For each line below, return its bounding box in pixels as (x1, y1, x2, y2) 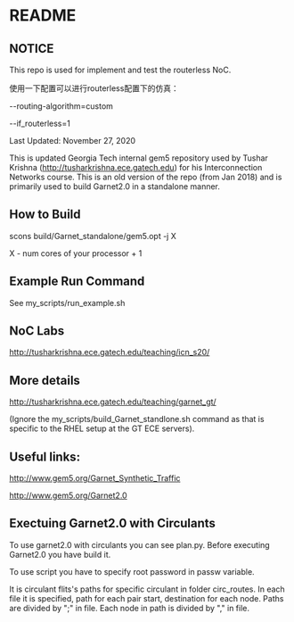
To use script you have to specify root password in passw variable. (9, 566, 256, 576)
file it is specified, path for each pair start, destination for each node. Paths (9, 593, 284, 603)
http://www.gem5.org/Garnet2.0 (9, 490, 127, 501)
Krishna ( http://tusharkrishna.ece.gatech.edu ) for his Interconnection (9, 162, 263, 172)
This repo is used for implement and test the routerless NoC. (9, 64, 232, 75)
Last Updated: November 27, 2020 (9, 136, 136, 145)
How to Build (9, 207, 82, 222)
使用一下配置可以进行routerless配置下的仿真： (9, 83, 180, 94)
